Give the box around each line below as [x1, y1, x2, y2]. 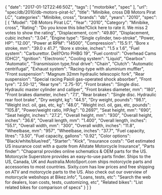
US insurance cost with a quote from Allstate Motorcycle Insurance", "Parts [5, 143, 155, 149]
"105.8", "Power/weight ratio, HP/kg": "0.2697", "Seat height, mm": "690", [5, 107, 152, 113]
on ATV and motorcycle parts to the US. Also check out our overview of [5, 169, 147, 175]
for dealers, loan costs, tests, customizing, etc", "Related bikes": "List [5, 179, 143, 185]
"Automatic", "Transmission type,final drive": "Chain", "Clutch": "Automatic [5, 61, 154, 66]
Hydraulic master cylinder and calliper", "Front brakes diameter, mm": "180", [5, 87, 156, 92]
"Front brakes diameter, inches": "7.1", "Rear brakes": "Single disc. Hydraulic [5, 92, 157, 97]
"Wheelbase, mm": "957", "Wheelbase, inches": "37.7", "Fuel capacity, [5, 128, 146, 133]
